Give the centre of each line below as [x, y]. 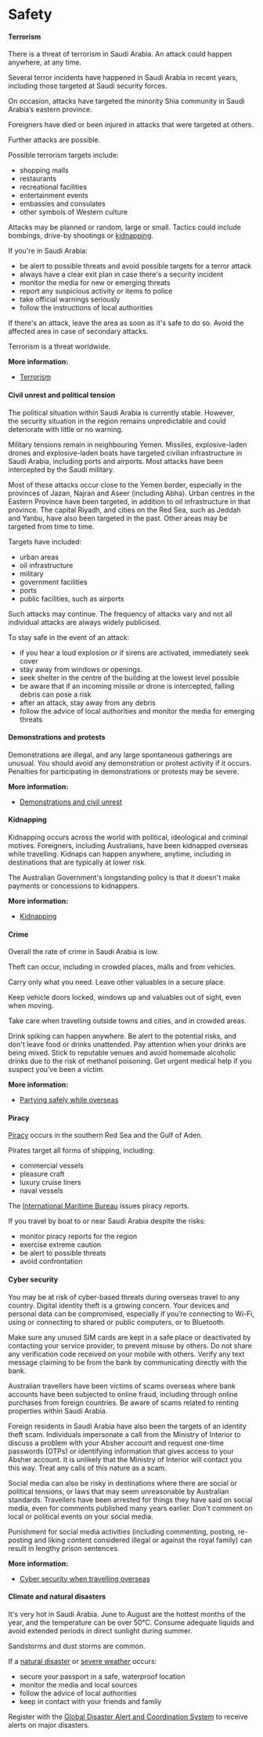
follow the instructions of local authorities [86, 308]
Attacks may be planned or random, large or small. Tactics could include [124, 227]
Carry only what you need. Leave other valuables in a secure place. [117, 982]
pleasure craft [42, 1174]
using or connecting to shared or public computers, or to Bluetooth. [117, 1322]
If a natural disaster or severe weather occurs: [83, 1661]
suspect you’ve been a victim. [56, 1070]
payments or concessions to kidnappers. [74, 886]
